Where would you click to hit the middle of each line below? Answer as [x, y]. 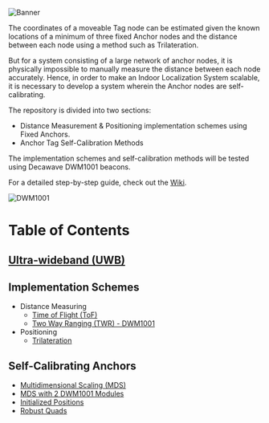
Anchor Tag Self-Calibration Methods [82, 143]
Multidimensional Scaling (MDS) [73, 385]
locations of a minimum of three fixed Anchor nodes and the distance [123, 37]
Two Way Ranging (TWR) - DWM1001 [93, 323]
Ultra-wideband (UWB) [67, 260]
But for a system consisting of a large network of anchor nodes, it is [120, 61]
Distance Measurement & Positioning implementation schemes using [133, 126]
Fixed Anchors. [45, 134]
